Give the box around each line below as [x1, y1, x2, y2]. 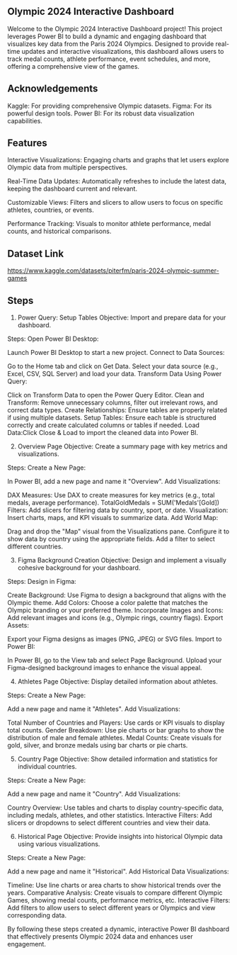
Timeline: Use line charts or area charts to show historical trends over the [7, 881, 221, 890]
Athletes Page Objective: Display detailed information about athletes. [17, 677, 218, 686]
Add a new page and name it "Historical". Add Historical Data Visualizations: [7, 867, 229, 876]
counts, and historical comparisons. [7, 227, 112, 236]
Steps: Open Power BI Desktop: [7, 334, 99, 343]
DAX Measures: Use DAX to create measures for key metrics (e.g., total [7, 491, 215, 499]
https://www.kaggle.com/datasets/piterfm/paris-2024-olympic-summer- [7, 266, 219, 275]
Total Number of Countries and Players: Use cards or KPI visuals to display [7, 718, 225, 727]
